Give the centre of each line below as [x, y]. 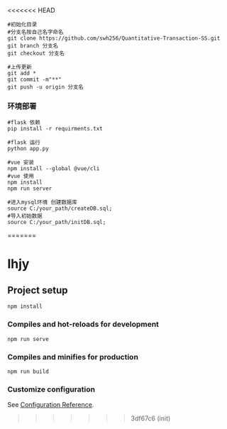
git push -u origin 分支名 [45, 87]
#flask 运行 [24, 143]
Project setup [38, 290]
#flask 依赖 [24, 123]
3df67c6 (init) [151, 418]
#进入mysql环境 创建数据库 [43, 202]
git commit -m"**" [34, 79]
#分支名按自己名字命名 [35, 32]
